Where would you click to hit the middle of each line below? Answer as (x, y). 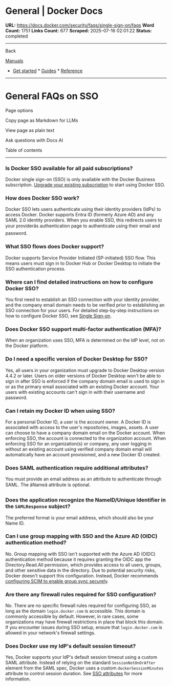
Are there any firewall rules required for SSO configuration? (81, 594)
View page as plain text (30, 130)
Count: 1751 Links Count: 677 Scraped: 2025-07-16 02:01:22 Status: (79, 30)
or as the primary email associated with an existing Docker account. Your (82, 387)
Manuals (14, 60)
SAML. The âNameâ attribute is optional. (48, 485)
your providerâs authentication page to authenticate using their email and (83, 226)
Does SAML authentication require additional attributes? (77, 468)
